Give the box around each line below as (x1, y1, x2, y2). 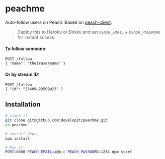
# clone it (5, 113, 28, 118)
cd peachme (5, 122, 28, 127)
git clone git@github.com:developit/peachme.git (5, 118, 108, 123)
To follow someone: (5, 46, 47, 52)
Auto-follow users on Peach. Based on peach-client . (5, 19, 112, 25)
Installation (5, 100, 41, 108)
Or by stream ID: (5, 71, 40, 77)
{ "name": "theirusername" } (5, 61, 66, 66)
